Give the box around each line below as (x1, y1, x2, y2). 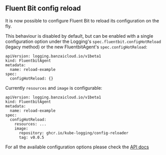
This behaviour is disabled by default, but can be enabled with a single (5, 33, 154, 39)
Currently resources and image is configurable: (5, 85, 103, 91)
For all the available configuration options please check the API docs (5, 144, 149, 150)
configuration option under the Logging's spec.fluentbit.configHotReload (5, 38, 161, 44)
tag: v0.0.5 (18, 135, 44, 140)
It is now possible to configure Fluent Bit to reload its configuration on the (5, 17, 159, 23)
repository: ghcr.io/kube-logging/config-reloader (18, 130, 129, 136)
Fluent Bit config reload (5, 4, 81, 13)
